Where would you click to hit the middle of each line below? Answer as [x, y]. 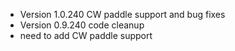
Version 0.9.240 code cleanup [82, 25]
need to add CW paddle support [86, 35]
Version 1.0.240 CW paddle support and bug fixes [122, 14]
